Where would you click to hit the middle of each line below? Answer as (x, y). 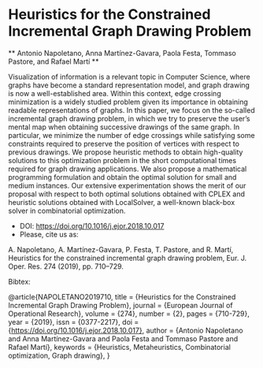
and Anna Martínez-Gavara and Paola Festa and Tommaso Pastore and (123, 338)
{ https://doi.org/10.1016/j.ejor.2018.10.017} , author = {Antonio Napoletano (126, 330)
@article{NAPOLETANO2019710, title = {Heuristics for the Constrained (122, 296)
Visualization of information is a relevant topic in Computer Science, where (129, 76)
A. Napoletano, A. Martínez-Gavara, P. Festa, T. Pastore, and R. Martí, (121, 249)
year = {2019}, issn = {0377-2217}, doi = (74, 322)
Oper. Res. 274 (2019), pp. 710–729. (66, 266)
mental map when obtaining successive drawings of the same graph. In (124, 127)
